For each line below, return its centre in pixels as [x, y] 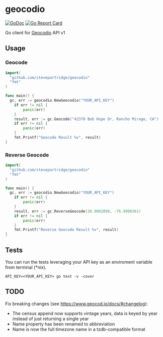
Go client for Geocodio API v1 [35, 32]
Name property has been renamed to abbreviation [64, 324]
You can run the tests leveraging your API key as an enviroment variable [79, 262]
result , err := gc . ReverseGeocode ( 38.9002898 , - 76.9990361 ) [78, 211]
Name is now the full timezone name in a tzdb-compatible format [79, 329]
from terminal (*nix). [26, 267]
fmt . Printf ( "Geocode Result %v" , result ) [57, 138]
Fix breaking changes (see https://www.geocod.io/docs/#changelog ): [77, 304]
